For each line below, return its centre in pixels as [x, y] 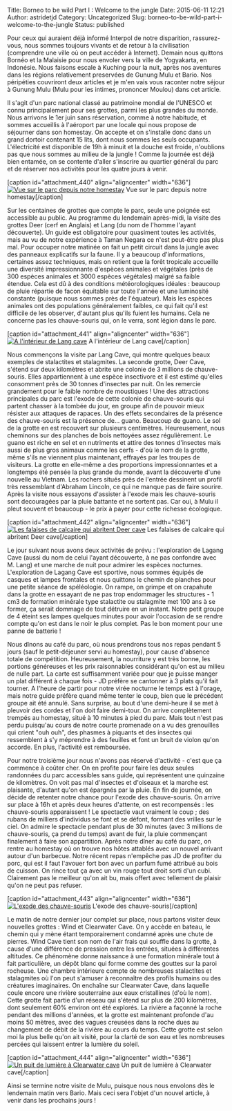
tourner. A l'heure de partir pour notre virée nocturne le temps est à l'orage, [115, 688]
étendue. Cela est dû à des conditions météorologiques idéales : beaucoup [114, 284]
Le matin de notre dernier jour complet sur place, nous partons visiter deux [114, 919]
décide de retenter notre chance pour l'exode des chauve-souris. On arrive [114, 797]
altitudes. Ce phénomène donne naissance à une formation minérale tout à [113, 956]
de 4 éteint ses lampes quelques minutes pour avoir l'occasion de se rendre [115, 616]
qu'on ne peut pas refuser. [45, 885]
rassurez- [206, 38]
